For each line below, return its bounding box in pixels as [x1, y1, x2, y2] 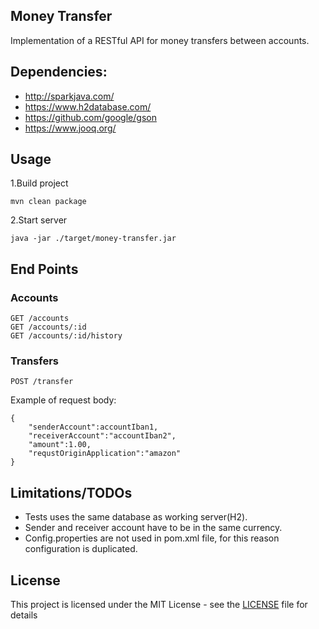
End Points [10, 260, 79, 278]
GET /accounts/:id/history [10, 331, 123, 341]
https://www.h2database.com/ [24, 100, 152, 113]
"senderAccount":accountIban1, [28, 422, 159, 433]
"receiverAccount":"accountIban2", [28, 431, 177, 441]
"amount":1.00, [28, 440, 92, 450]
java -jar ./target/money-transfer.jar [10, 234, 177, 244]
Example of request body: [10, 394, 117, 406]
